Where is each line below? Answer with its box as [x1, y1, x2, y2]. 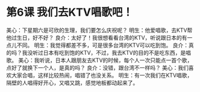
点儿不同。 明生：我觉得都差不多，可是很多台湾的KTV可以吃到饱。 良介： [6, 41, 189, 49]
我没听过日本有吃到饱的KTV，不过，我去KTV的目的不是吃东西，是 [22, 49, 186, 56]
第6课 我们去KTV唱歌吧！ [6, 5, 134, 19]
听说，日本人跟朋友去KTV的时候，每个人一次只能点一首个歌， [39, 57, 193, 64]
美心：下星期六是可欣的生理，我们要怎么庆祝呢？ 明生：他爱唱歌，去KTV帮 [6, 26, 193, 34]
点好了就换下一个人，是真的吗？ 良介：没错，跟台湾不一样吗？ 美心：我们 [6, 64, 189, 71]
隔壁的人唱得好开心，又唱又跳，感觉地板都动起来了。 [6, 79, 139, 86]
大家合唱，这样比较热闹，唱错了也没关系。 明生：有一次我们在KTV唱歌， [11, 72, 193, 79]
